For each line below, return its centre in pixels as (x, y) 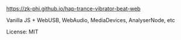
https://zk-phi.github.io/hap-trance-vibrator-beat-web (73, 9)
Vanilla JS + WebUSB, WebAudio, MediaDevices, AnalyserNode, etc (91, 20)
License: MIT (22, 32)
